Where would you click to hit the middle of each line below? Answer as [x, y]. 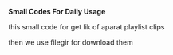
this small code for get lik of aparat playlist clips [86, 27]
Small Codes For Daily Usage [57, 12]
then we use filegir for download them [71, 42]
